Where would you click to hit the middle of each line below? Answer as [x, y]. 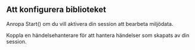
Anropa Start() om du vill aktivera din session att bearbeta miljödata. [90, 24]
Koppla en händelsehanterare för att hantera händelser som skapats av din [98, 35]
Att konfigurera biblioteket [56, 10]
